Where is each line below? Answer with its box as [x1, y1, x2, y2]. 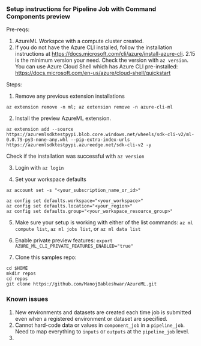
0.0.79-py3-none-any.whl [6, 137, 68, 143]
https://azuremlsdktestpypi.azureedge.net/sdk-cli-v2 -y [6, 142, 152, 148]
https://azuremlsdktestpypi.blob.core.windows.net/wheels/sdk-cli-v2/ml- [6, 131, 195, 138]
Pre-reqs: [6, 26, 30, 33]
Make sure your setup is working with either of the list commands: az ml [14, 219, 194, 226]
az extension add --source [6, 127, 74, 133]
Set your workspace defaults [14, 176, 87, 183]
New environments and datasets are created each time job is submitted [14, 308, 191, 316]
